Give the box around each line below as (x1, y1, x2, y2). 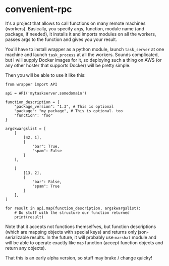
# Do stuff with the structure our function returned (14, 210, 130, 215)
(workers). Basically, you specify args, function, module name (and (5, 25, 145, 31)
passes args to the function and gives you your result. (5, 36, 118, 42)
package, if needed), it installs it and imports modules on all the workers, (5, 31, 156, 37)
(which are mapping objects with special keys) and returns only (5, 229, 137, 235)
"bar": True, (32, 144, 60, 149)
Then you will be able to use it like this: (5, 72, 86, 78)
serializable (5, 234, 29, 240)
